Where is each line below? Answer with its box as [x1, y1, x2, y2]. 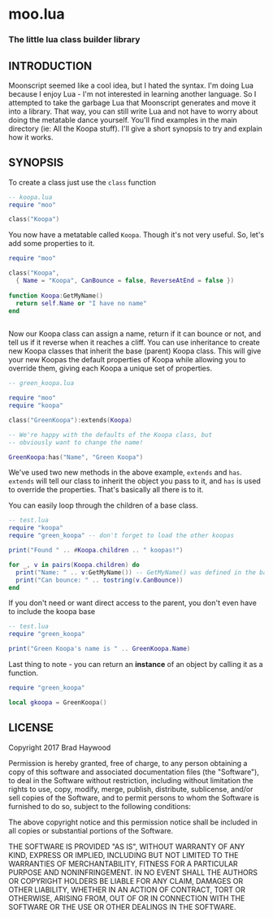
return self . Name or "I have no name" [15, 299, 148, 307]
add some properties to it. [8, 239, 95, 249]
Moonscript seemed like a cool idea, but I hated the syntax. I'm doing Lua [8, 80, 254, 90]
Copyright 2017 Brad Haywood [8, 743, 111, 752]
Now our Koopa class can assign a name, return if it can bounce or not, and [8, 329, 262, 339]
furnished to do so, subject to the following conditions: [8, 801, 191, 811]
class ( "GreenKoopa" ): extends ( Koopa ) [8, 416, 132, 424]
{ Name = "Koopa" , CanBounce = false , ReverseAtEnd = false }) [15, 277, 235, 285]
